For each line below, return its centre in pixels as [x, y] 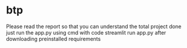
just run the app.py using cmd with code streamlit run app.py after [86, 32]
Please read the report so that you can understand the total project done [94, 26]
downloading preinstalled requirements [54, 39]
